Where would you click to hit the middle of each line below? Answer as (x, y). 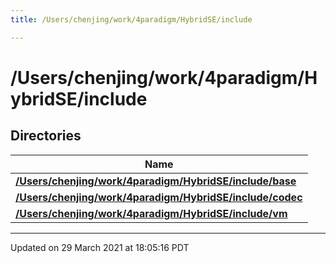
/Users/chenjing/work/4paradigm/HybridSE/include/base (156, 181)
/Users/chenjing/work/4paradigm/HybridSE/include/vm (151, 213)
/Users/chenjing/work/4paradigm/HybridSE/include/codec (159, 197)
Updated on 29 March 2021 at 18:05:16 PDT (100, 247)
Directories (46, 136)
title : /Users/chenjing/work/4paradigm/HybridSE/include (131, 19)
